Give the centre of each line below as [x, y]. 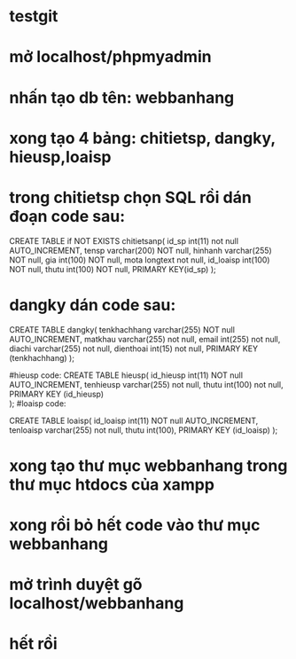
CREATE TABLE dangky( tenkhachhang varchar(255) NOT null [122, 329]
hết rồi [33, 644]
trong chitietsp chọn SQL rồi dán [131, 197]
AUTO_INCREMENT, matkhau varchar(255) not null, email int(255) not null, [145, 339]
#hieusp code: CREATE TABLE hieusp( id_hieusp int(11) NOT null [126, 375]
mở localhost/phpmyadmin [110, 57]
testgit [34, 16]
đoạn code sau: [67, 216]
